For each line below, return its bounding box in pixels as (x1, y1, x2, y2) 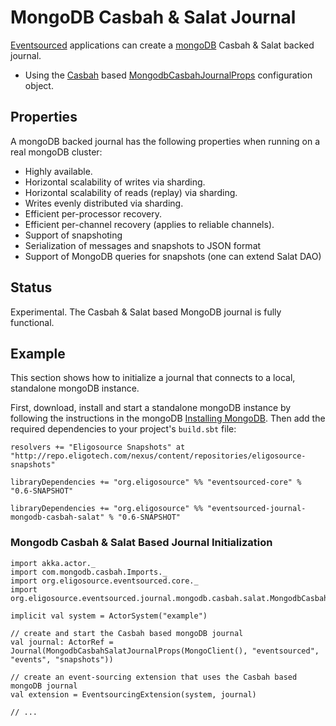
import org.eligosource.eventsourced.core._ (10, 576, 199, 586)
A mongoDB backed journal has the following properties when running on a (10, 135, 321, 147)
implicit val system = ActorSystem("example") (10, 611, 208, 621)
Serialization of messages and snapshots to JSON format (24, 239, 262, 251)
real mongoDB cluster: (10, 146, 103, 158)
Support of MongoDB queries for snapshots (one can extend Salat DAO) (24, 250, 322, 262)
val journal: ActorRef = (10, 637, 114, 647)
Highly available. (24, 165, 93, 177)
